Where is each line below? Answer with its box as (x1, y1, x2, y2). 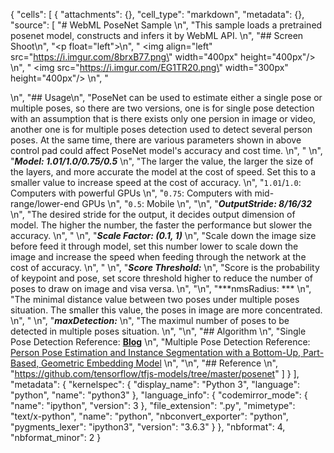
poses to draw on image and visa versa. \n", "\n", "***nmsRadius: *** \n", (10, 283, 312, 294)
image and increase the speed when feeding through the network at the (10, 251, 307, 263)
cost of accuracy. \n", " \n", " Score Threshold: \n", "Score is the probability (10, 262, 320, 273)
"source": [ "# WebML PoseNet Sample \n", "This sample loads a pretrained (10, 19, 323, 31)
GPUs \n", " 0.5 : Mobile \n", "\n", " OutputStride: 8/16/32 (81, 198, 313, 209)
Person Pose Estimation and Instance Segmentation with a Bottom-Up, (10, 347, 302, 358)
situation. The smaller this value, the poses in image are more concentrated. (10, 304, 323, 316)
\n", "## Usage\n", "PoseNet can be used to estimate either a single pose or (10, 92, 323, 103)
